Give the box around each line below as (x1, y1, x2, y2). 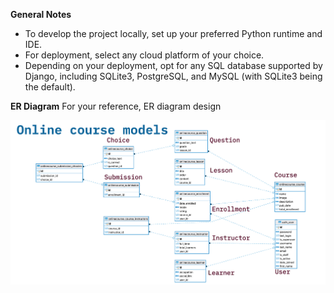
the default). (24, 81, 76, 93)
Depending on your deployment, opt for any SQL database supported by (24, 60, 323, 71)
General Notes (10, 9, 72, 20)
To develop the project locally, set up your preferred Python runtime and (24, 28, 323, 39)
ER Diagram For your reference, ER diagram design (10, 100, 222, 112)
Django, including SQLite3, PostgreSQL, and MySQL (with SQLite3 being (24, 70, 323, 82)
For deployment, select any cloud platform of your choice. (24, 49, 265, 61)
